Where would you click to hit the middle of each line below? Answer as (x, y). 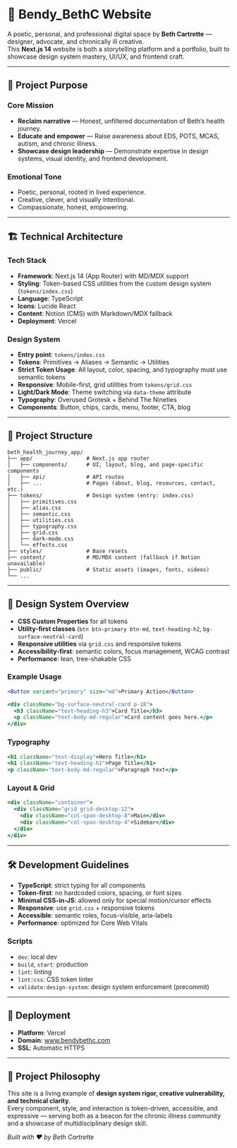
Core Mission (31, 105)
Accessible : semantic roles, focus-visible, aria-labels (95, 916)
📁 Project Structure (50, 436)
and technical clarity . (39, 1101)
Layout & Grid (31, 788)
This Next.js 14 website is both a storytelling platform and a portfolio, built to (119, 49)
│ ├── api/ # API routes (66, 477)
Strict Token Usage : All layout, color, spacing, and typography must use (122, 369)
